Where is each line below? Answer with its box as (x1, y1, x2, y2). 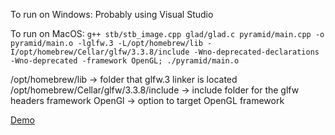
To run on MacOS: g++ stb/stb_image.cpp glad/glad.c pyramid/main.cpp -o (10, 28, 325, 39)
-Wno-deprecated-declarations (193, 47, 320, 57)
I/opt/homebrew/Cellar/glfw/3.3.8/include (10, 47, 190, 57)
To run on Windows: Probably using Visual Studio (10, 9, 214, 20)
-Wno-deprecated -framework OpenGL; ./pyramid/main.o (10, 56, 240, 66)
